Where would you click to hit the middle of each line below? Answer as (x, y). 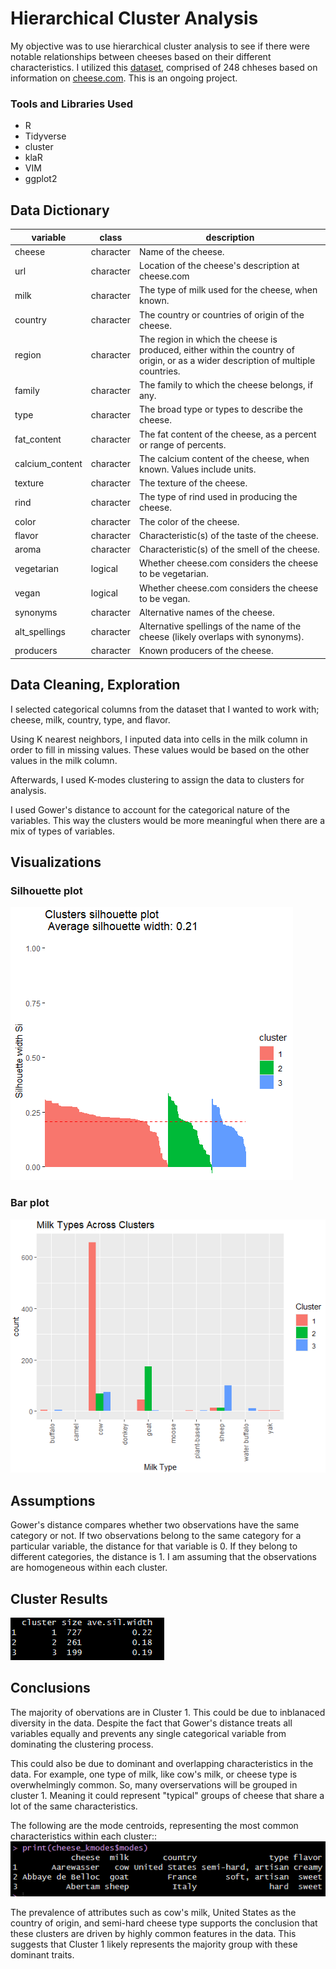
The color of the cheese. (189, 521)
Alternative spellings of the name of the (220, 626)
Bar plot (30, 1203)
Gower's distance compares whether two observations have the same (155, 1525)
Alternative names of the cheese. (206, 612)
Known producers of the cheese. (206, 651)
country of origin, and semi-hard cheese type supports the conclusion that (164, 1923)
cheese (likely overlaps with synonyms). (221, 637)
